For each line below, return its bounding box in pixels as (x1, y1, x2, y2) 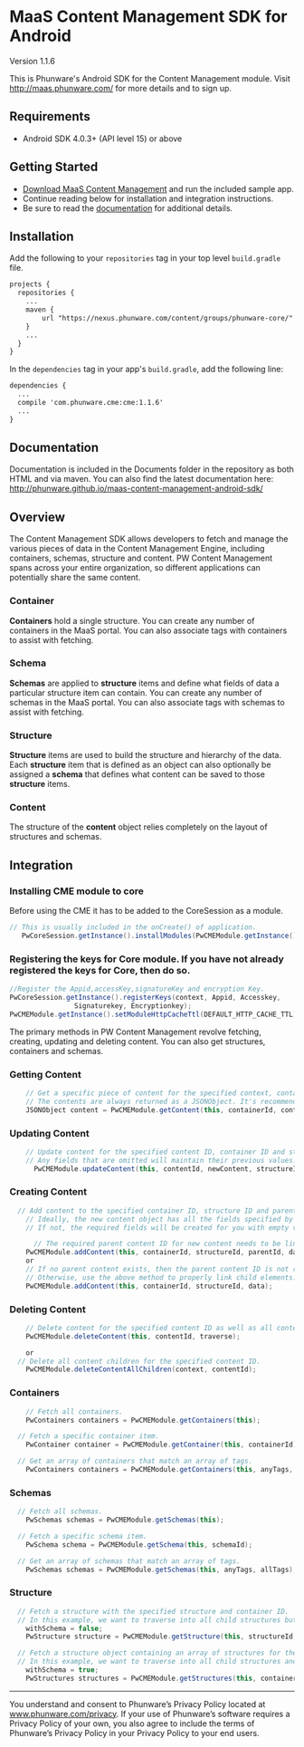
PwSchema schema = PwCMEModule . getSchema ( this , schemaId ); (25, 1540, 253, 1550)
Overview (9, 509, 66, 524)
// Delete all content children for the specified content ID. (17, 1357, 261, 1366)
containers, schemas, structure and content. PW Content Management (9, 552, 273, 563)
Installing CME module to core (9, 885, 145, 897)
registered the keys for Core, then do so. (9, 964, 191, 976)
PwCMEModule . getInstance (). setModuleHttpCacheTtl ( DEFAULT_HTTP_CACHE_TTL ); (9, 1010, 301, 1019)
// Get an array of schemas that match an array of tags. (17, 1556, 242, 1566)
